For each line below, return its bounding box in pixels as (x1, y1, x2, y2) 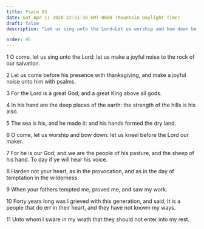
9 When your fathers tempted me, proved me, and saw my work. (6, 186, 168, 193)
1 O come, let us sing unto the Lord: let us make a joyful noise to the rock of (6, 53, 195, 61)
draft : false (6, 20, 39, 26)
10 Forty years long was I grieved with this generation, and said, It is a (6, 197, 181, 205)
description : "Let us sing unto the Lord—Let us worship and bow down (6, 25, 189, 32)
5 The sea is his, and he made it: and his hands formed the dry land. (6, 119, 177, 127)
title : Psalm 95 (6, 8, 47, 15)
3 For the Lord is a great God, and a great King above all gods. (6, 90, 162, 97)
